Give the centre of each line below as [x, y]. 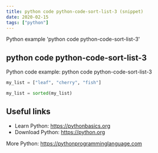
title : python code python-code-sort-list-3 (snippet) [75, 11]
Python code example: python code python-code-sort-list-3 [79, 72]
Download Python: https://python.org [60, 132]
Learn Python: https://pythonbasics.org [62, 126]
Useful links [29, 112]
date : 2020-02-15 [27, 17]
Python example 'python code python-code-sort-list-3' [73, 39]
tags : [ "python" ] [27, 22]
